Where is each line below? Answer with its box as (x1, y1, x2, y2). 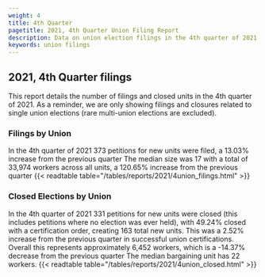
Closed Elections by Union (8, 191, 112, 202)
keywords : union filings (8, 41, 90, 49)
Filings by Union (8, 127, 72, 138)
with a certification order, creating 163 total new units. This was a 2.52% (8, 226, 244, 235)
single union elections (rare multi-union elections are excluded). (8, 108, 217, 117)
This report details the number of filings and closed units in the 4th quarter (8, 91, 252, 101)
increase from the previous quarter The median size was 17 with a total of (8, 154, 248, 164)
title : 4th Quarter (8, 19, 73, 27)
